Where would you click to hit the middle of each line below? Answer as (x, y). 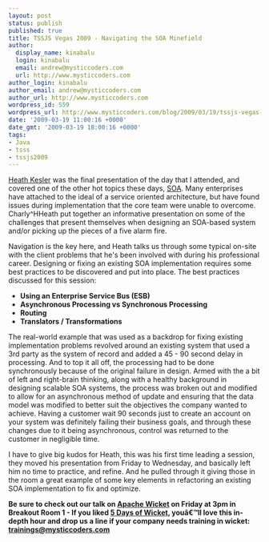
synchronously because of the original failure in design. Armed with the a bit (134, 371)
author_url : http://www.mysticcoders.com (78, 98)
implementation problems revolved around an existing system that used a (129, 346)
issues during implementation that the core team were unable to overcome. (132, 206)
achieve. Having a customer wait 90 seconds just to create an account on (130, 414)
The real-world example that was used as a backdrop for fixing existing (126, 337)
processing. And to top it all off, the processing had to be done (111, 363)
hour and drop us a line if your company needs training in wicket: (140, 521)
